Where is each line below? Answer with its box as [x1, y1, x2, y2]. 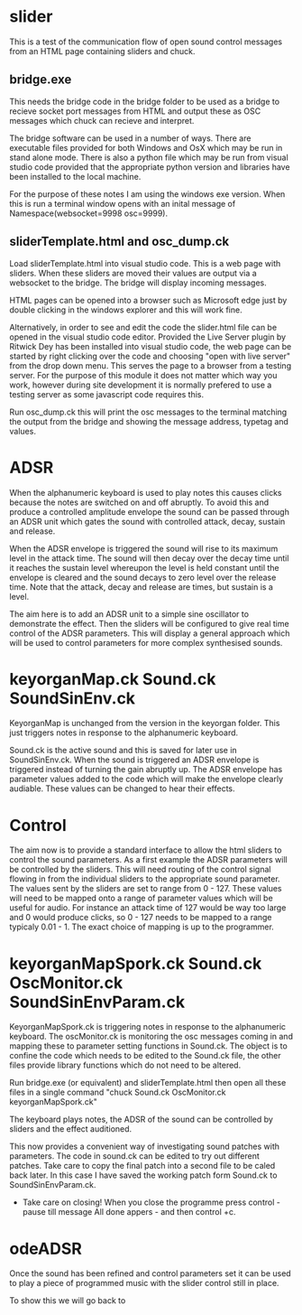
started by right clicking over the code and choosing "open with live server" [9, 350, 291, 361]
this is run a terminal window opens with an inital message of [9, 198, 236, 209]
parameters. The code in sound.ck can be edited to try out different [9, 1151, 260, 1161]
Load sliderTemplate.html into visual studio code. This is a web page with [9, 257, 281, 268]
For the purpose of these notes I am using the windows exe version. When [9, 188, 286, 200]
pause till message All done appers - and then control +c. [22, 1207, 236, 1217]
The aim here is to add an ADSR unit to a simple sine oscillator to [9, 608, 250, 620]
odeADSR [9, 1238, 83, 1259]
